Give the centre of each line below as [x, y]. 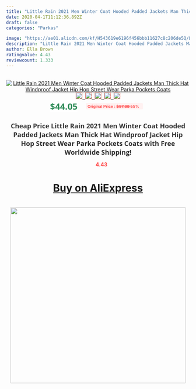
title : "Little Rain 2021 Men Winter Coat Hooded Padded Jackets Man [92, 11]
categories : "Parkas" [32, 28]
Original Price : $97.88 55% [113, 106]
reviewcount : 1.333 [30, 60]
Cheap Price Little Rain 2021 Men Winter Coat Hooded [98, 126]
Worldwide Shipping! [98, 152]
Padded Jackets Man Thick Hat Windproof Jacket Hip [98, 134]
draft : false [22, 22]
